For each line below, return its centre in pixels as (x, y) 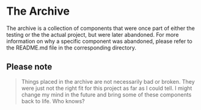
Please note (29, 67)
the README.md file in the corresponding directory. (71, 48)
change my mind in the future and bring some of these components (106, 94)
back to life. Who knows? (53, 101)
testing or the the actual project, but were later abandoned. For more (93, 34)
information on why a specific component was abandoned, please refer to (99, 41)
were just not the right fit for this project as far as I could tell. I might (107, 88)
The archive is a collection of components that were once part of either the (101, 28)
